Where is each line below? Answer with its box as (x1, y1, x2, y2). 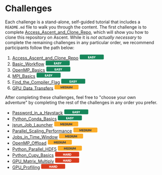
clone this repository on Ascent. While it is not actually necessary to (5, 34, 142, 40)
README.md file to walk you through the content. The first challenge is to (5, 24, 147, 30)
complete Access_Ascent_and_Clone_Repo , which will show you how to (5, 29, 149, 35)
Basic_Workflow (12, 61, 45, 67)
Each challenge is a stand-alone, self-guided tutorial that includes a (5, 19, 141, 25)
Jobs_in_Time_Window (12, 134, 58, 140)
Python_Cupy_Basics (12, 152, 54, 158)
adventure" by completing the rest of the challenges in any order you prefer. (5, 100, 158, 106)
